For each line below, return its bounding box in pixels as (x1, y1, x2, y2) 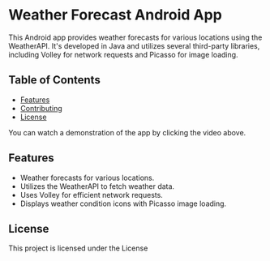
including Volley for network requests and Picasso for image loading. (8, 49, 238, 59)
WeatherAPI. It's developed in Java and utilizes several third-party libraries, (8, 41, 260, 50)
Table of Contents (8, 73, 101, 87)
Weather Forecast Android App (8, 6, 223, 24)
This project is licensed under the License (8, 243, 148, 253)
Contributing (19, 103, 62, 113)
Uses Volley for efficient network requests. (19, 190, 164, 199)
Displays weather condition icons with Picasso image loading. (19, 199, 227, 208)
